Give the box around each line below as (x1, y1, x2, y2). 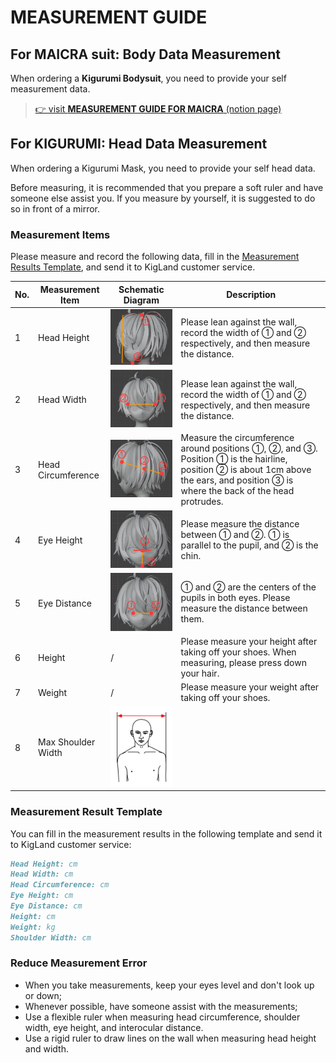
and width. (24, 1042, 69, 1055)
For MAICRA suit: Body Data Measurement (10, 46, 281, 63)
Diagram (123, 294, 160, 306)
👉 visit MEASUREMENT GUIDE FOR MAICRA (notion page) (34, 103, 282, 115)
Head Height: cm (10, 859, 78, 869)
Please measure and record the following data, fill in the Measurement (10, 251, 300, 263)
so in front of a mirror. (10, 202, 101, 215)
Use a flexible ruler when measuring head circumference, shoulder (24, 1011, 301, 1023)
